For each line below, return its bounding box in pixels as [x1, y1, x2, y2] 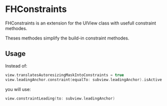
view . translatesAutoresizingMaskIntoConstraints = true [5, 72, 124, 77]
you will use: [5, 86, 31, 92]
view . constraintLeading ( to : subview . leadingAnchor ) [5, 96, 115, 101]
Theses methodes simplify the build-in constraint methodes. [5, 35, 129, 41]
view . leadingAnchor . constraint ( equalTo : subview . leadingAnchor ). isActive [5, 77, 162, 82]
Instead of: [5, 62, 27, 68]
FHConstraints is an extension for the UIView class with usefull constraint [5, 20, 156, 26]
